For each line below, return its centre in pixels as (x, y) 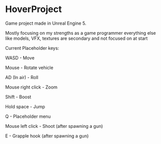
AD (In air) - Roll (22, 77)
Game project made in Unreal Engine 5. (46, 23)
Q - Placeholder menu (28, 116)
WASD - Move (20, 58)
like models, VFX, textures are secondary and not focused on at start (76, 38)
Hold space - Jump (25, 106)
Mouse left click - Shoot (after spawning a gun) (54, 126)
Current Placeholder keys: (32, 48)
